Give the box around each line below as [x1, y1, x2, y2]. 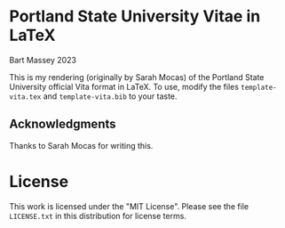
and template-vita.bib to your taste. [43, 91, 178, 102]
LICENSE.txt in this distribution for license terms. [9, 210, 186, 221]
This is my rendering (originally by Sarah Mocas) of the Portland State [9, 71, 265, 82]
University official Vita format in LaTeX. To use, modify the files [9, 81, 240, 92]
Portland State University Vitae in [9, 6, 261, 27]
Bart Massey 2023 [9, 54, 77, 65]
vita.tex [9, 92, 42, 102]
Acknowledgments [9, 117, 117, 132]
